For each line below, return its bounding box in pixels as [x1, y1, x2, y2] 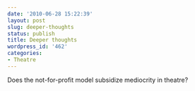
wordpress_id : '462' [7, 43, 69, 50]
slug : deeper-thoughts [7, 23, 74, 30]
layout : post [7, 17, 46, 24]
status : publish [7, 30, 55, 37]
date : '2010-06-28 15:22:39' [7, 10, 93, 18]
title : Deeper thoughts [7, 37, 78, 44]
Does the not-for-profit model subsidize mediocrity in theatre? [7, 75, 189, 84]
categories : [7, 50, 42, 57]
